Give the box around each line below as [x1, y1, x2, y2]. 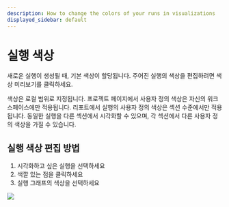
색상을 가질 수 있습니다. [14, 120, 77, 128]
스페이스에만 [7, 103, 41, 111]
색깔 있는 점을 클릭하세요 [16, 170, 83, 178]
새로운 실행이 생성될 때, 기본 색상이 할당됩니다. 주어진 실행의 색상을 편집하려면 [7, 72, 215, 80]
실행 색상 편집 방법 [7, 142, 80, 154]
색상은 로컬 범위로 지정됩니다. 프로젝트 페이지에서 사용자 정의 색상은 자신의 [7, 95, 206, 103]
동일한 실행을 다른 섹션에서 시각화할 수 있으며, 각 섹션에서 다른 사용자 [27, 112, 211, 120]
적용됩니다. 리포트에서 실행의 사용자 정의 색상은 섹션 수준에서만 [42, 103, 210, 111]
